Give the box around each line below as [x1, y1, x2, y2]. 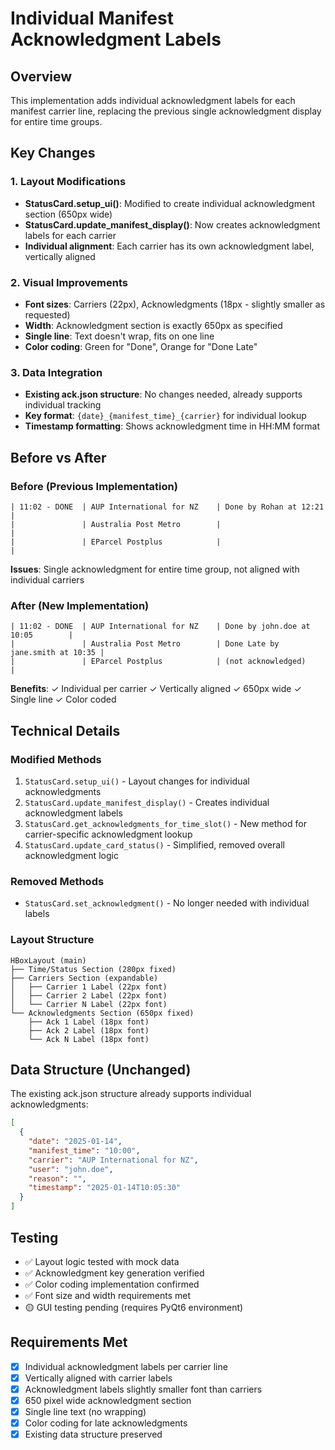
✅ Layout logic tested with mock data [24, 1255, 180, 1267]
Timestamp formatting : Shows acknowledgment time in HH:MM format [24, 420, 321, 432]
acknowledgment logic [24, 849, 119, 861]
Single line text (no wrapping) [24, 1405, 147, 1417]
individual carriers [10, 573, 85, 586]
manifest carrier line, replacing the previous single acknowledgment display [10, 105, 322, 117]
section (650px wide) [24, 208, 113, 220]
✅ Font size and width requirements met [24, 1289, 192, 1301]
